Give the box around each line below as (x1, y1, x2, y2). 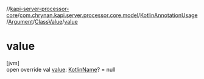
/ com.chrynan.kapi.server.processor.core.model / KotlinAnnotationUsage (17, 12, 198, 19)
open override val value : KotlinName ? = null (6, 66, 116, 73)
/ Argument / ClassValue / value (6, 18, 78, 25)
